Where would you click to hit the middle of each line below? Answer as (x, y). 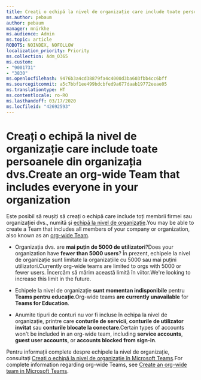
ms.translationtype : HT (36, 90)
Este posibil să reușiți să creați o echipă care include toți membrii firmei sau (99, 216)
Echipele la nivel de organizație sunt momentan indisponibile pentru (100, 291)
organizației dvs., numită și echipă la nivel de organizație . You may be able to (100, 223)
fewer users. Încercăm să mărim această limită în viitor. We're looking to (103, 273)
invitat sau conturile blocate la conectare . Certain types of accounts (99, 328)
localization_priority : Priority (48, 51)
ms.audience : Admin (31, 34)
